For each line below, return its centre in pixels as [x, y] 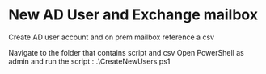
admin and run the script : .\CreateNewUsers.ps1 [89, 61]
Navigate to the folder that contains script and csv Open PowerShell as [126, 52]
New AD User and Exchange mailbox [133, 15]
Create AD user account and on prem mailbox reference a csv [112, 37]
